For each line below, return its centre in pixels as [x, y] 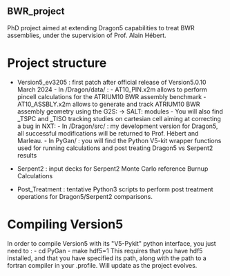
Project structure [57, 63]
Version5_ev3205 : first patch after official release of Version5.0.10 [112, 82]
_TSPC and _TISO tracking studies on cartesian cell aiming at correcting [119, 118]
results [27, 155]
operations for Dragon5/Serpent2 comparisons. [85, 196]
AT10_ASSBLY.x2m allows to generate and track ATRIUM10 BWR [108, 104]
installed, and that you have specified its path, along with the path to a [107, 258]
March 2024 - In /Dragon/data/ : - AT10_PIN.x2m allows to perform [112, 89]
